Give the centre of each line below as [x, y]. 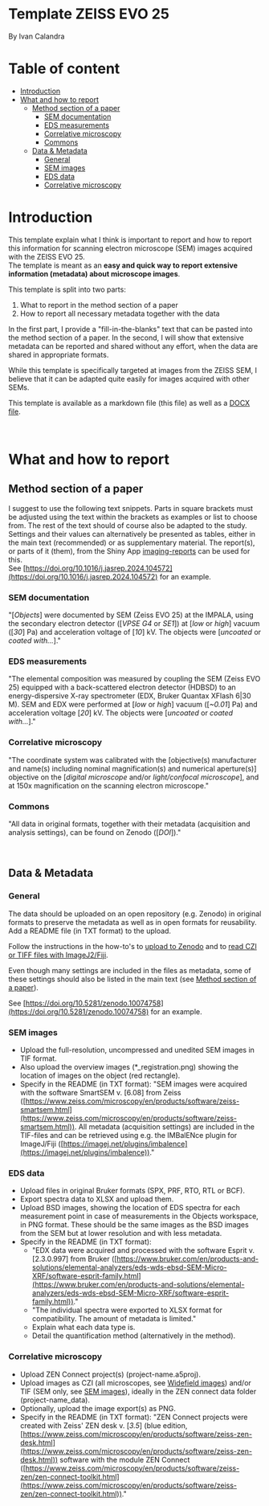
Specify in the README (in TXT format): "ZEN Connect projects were [134, 1417]
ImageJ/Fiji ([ [42, 1144]
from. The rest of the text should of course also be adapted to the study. [128, 525]
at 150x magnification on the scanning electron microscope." [108, 785]
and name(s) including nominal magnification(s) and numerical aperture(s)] [132, 768]
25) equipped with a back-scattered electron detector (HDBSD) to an [122, 687]
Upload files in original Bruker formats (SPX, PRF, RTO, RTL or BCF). [132, 1191]
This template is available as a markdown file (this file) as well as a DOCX [129, 403]
